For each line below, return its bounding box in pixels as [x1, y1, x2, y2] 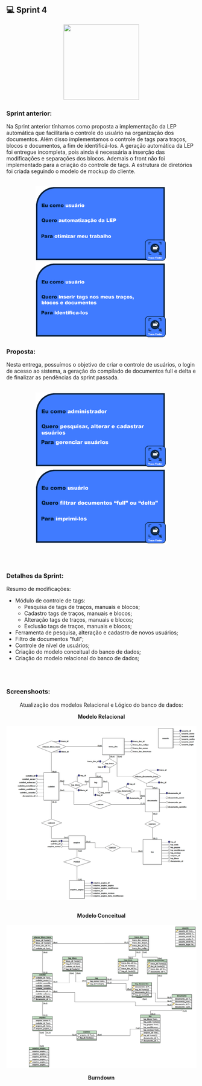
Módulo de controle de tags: [14, 596, 86, 604]
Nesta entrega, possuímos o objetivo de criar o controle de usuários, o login [6, 361, 195, 368]
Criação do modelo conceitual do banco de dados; [14, 648, 142, 655]
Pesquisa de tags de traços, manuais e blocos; [24, 603, 140, 610]
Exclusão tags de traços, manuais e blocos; [24, 622, 132, 630]
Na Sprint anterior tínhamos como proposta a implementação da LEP [6, 123, 177, 130]
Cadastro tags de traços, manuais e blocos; [24, 610, 133, 617]
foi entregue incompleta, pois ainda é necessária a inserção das [6, 148, 165, 156]
